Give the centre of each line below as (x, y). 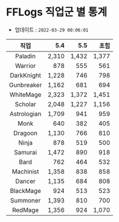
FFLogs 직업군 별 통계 (57, 12)
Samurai (25, 152)
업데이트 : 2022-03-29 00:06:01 (52, 30)
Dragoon (25, 133)
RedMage (26, 210)
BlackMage (25, 191)
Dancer (26, 181)
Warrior (26, 66)
